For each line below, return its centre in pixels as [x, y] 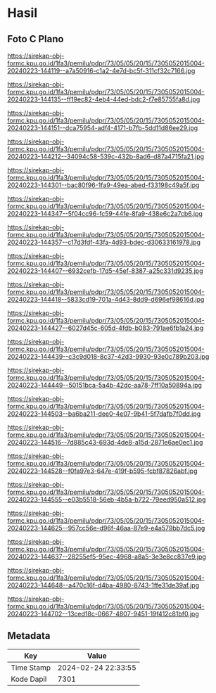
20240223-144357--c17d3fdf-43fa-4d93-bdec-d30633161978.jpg [104, 242]
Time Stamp [31, 668]
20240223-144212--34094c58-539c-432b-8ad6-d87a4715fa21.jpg [106, 157]
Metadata [29, 636]
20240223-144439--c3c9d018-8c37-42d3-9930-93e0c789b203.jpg [108, 356]
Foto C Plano [36, 39]
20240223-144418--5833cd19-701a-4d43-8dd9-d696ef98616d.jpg [106, 299]
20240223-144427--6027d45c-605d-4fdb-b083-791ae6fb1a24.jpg [106, 328]
